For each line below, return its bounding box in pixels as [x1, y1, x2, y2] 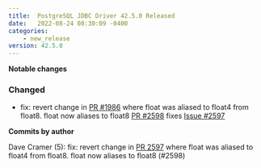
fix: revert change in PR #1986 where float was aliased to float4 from [19, 103, 249, 112]
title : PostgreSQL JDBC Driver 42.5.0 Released [8, 11, 175, 20]
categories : [8, 27, 48, 35]
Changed [8, 84, 46, 95]
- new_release [23, 34, 70, 43]
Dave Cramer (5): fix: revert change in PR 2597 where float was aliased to [8, 142, 254, 152]
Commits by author [8, 127, 74, 136]
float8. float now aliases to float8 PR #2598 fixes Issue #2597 [19, 111, 225, 121]
